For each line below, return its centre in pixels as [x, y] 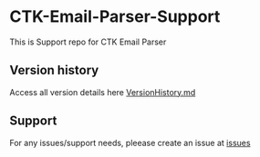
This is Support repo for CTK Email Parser [88, 42]
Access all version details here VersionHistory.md [103, 92]
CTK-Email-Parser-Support [115, 17]
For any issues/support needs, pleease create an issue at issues [130, 142]
